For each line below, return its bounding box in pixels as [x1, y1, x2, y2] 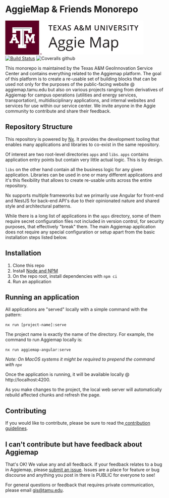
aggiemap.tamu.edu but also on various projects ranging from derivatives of [5, 86, 163, 92]
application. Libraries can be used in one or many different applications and [5, 172, 162, 178]
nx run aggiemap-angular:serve [5, 347, 71, 353]
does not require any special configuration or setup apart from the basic [5, 229, 155, 235]
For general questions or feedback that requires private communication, [5, 482, 155, 488]
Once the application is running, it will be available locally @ [5, 371, 130, 377]
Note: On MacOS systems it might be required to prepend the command [5, 356, 155, 362]
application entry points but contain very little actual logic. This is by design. [5, 157, 163, 163]
